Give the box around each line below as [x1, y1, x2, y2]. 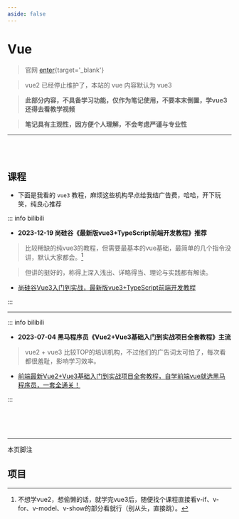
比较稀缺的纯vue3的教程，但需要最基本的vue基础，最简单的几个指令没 [24, 243, 232, 253]
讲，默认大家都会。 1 [24, 252, 84, 262]
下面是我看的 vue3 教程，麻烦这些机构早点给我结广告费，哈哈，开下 [17, 191, 216, 199]
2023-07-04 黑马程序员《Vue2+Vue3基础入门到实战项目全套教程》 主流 [17, 332, 231, 342]
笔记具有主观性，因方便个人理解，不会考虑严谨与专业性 [24, 120, 187, 128]
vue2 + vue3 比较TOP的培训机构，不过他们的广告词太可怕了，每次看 [24, 348, 226, 357]
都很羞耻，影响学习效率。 [24, 357, 100, 365]
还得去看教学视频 [24, 105, 75, 113]
